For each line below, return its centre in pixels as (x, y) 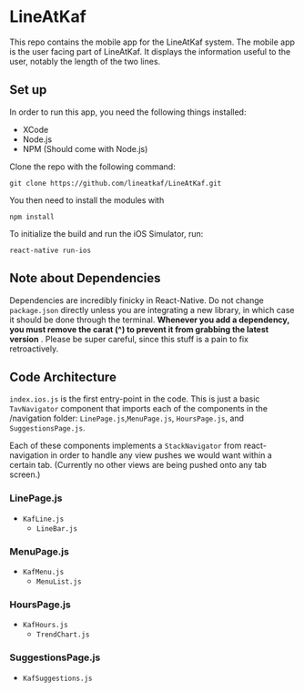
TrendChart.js (63, 635)
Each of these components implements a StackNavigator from (126, 446)
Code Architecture (63, 377)
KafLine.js (43, 519)
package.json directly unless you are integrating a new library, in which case (152, 310)
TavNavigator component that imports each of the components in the (139, 409)
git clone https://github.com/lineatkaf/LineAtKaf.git (116, 183)
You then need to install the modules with (87, 200)
